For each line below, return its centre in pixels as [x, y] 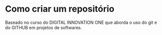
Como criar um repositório [60, 9]
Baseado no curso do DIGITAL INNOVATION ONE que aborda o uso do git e [81, 22]
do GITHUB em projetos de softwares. [44, 27]
